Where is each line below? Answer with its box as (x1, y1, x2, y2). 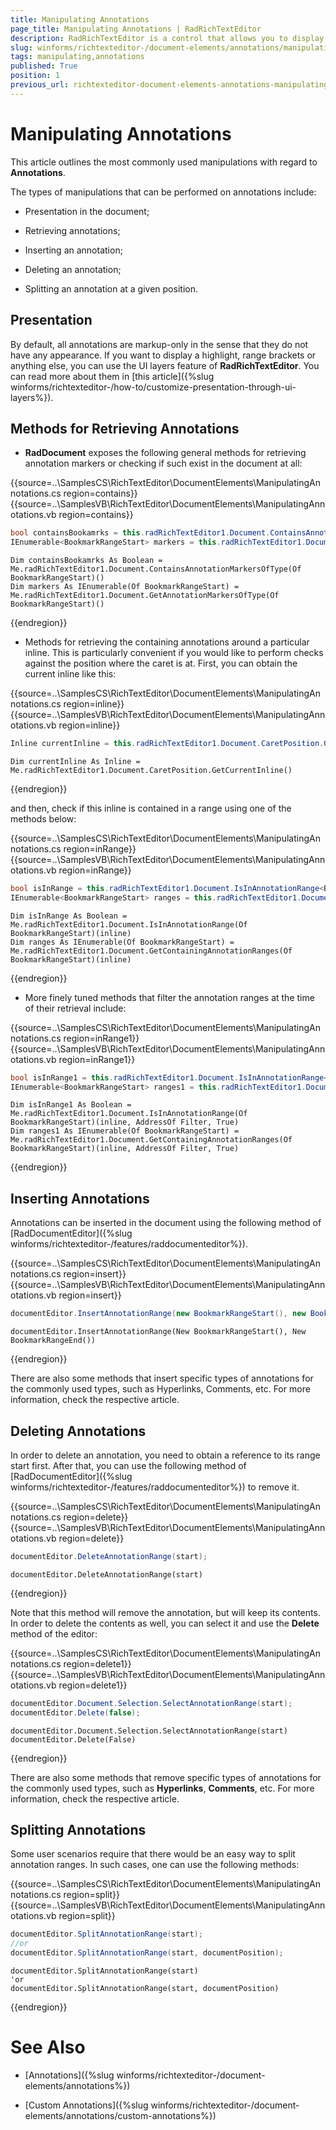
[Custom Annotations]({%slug (24, 2099, 149, 2111)
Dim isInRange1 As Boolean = (10, 1100, 132, 1110)
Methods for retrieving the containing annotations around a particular (24, 636, 310, 648)
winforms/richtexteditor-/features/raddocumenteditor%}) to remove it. (10, 1481, 300, 1493)
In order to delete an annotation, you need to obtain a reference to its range (10, 1449, 321, 1461)
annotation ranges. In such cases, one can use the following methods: (10, 1859, 300, 1871)
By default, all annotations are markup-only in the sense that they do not (10, 338, 309, 350)
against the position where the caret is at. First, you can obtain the (24, 657, 298, 670)
